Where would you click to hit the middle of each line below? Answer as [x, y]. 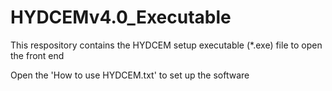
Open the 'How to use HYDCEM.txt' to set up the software [130, 75]
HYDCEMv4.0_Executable [121, 17]
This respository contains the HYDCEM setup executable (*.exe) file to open [166, 45]
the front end [37, 55]
